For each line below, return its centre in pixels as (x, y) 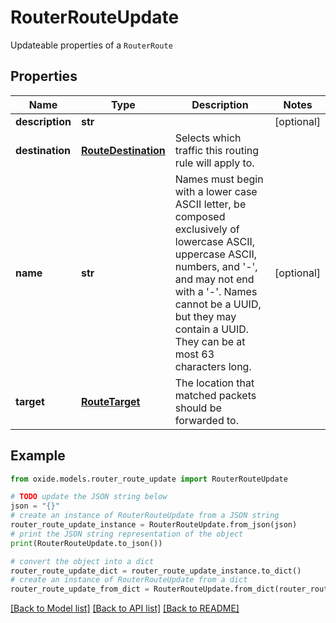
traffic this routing (217, 150)
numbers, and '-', (216, 266)
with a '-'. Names (216, 291)
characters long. (213, 366)
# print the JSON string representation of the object (127, 534)
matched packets (215, 395)
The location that (214, 383)
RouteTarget (110, 401)
